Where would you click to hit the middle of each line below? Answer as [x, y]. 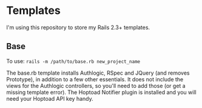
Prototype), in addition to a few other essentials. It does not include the [95, 79]
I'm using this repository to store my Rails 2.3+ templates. [78, 27]
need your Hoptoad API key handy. [50, 98]
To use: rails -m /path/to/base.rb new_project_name [73, 61]
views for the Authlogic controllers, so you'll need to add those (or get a [96, 86]
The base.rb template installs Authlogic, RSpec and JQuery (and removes [98, 73]
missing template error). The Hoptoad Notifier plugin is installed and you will [101, 92]
